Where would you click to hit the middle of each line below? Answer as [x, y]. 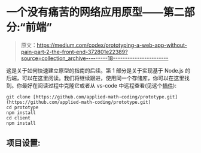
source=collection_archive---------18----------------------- [95, 58]
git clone [19, 97]
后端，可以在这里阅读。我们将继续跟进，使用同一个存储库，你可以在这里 [95, 78]
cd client [19, 118]
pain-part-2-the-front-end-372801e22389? [74, 52]
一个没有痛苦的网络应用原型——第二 [95, 12]
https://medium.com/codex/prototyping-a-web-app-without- [112, 45]
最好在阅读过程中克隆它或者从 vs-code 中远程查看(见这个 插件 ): [99, 85]
